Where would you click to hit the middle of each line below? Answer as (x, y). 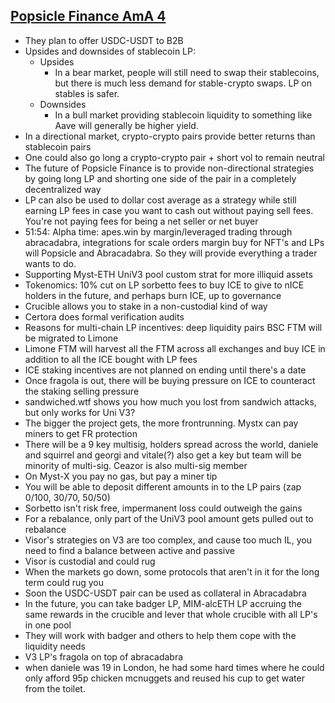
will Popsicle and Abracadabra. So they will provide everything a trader (171, 253)
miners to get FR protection (81, 433)
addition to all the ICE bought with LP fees (111, 359)
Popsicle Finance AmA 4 (88, 16)
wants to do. (50, 263)
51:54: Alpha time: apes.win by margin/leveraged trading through (158, 231)
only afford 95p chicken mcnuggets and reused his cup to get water (164, 678)
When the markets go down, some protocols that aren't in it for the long (172, 571)
